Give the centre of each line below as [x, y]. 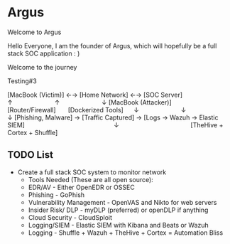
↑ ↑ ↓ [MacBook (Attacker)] [89, 102]
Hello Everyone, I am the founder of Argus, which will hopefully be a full [112, 46]
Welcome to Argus [34, 32]
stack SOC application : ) [44, 53]
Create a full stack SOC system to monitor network [92, 172]
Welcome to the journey [42, 67]
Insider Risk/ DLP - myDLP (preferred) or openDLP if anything [118, 210]
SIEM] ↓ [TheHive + [115, 124]
